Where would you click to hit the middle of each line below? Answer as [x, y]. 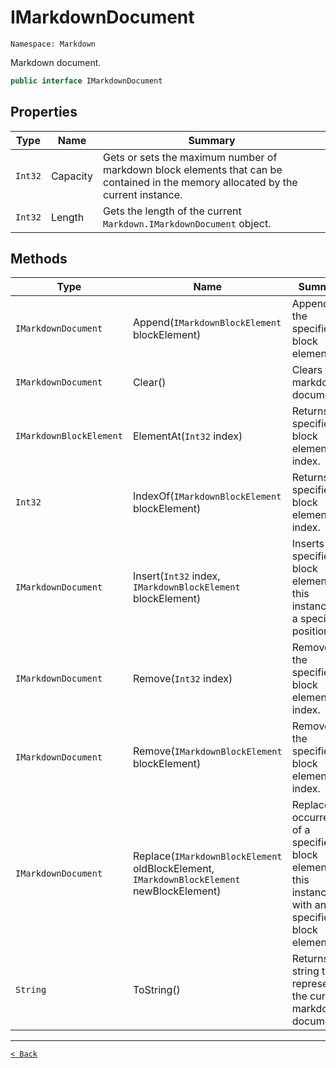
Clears [307, 370]
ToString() [156, 990]
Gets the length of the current [172, 211]
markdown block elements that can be [193, 169]
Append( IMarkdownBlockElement [207, 323]
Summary [212, 140]
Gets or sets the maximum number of [190, 157]
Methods [39, 259]
